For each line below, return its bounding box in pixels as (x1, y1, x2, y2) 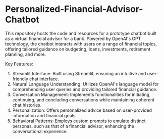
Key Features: (5, 61, 33, 67)
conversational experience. (12, 128, 68, 134)
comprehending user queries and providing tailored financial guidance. (12, 86, 158, 92)
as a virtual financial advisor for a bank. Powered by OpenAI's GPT (5, 36, 141, 42)
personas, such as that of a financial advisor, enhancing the (12, 123, 135, 129)
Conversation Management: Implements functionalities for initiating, (12, 92, 151, 97)
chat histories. (12, 102, 42, 108)
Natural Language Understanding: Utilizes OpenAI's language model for (12, 81, 159, 87)
